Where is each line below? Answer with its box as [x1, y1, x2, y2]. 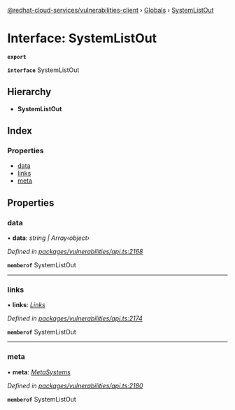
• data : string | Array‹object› [7, 234, 90, 242]
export [7, 53, 27, 60]
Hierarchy [7, 86, 52, 98]
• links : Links [7, 301, 45, 309]
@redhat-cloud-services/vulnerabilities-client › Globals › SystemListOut [7, 6, 214, 14]
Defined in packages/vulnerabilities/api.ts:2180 [7, 381, 143, 390]
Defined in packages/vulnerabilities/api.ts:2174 [7, 314, 143, 323]
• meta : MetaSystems [7, 367, 71, 376]
